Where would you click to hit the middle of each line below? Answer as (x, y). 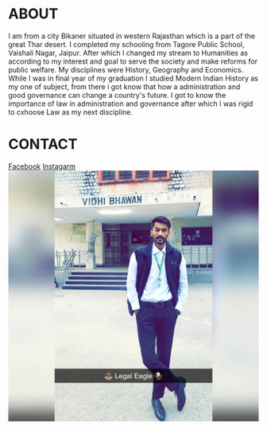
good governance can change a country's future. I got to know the (117, 95)
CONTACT (43, 145)
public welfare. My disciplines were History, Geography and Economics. (126, 69)
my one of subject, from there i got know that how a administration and (124, 86)
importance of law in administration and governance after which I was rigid (131, 104)
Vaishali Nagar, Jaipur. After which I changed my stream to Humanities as (128, 53)
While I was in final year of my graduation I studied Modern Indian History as (133, 78)
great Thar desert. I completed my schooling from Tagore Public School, (126, 44)
